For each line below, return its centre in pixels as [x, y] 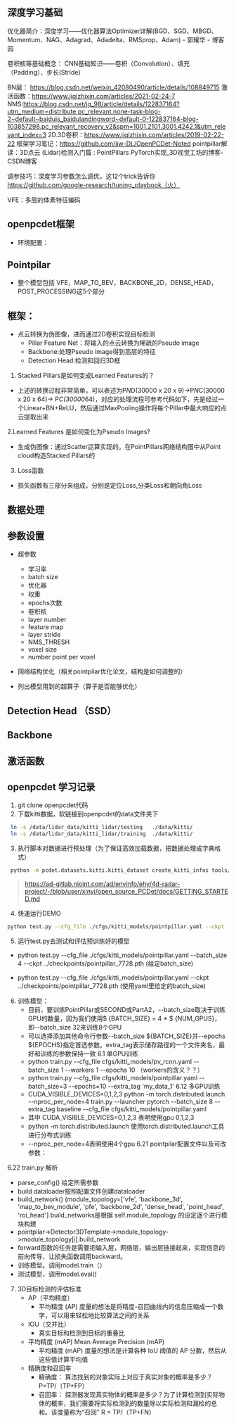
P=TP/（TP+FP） [63, 1386]
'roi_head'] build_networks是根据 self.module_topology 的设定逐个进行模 [123, 1215]
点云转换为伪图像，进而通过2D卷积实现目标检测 [86, 334]
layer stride [44, 635]
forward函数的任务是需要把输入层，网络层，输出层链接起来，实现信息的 [121, 1247]
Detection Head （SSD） [62, 710]
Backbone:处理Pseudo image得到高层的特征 [92, 352]
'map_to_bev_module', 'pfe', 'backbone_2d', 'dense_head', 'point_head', [121, 1206]
